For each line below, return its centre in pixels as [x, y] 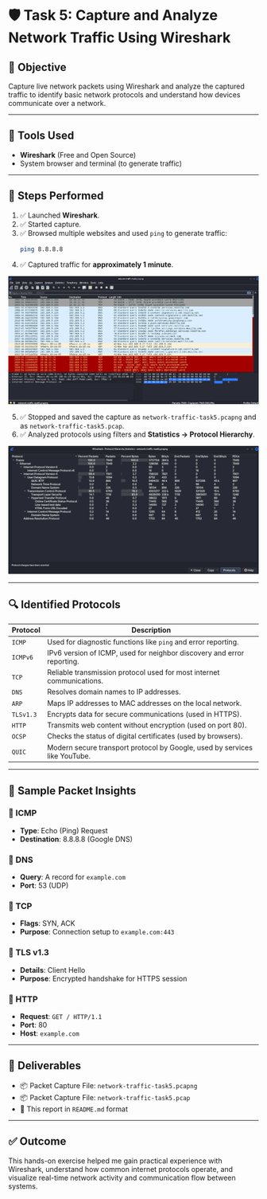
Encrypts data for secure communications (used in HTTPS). [145, 714]
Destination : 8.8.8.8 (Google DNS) [76, 839]
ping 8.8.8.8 [41, 249]
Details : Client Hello [52, 970]
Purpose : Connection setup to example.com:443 [97, 932]
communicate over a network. [57, 103]
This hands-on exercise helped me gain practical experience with [115, 1161]
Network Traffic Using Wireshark [120, 38]
